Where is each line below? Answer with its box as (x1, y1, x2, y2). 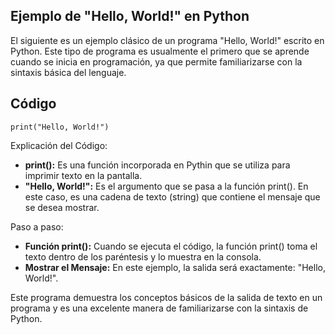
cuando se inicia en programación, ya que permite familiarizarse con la (10, 55, 303, 68)
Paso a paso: (10, 220, 64, 233)
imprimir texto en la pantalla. (24, 169, 143, 181)
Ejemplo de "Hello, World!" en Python (10, 8, 250, 25)
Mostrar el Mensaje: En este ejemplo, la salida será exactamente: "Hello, (24, 261, 326, 273)
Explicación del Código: (10, 139, 108, 151)
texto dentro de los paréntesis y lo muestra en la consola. (24, 250, 262, 263)
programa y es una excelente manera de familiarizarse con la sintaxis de (10, 302, 309, 314)
